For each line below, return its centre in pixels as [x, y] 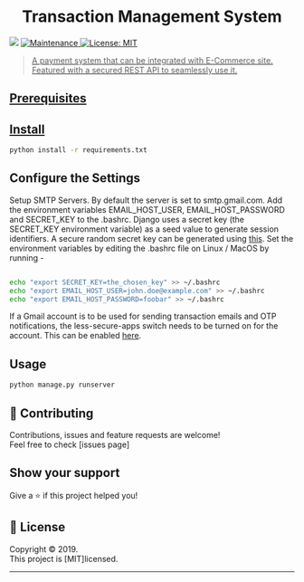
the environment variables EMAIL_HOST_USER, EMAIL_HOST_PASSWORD [147, 209]
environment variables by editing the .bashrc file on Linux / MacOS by [139, 248]
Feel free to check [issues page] [69, 444]
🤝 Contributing [52, 413]
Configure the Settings [75, 178]
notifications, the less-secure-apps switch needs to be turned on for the [144, 326]
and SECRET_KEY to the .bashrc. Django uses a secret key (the [127, 219]
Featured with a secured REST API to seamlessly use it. [134, 70]
